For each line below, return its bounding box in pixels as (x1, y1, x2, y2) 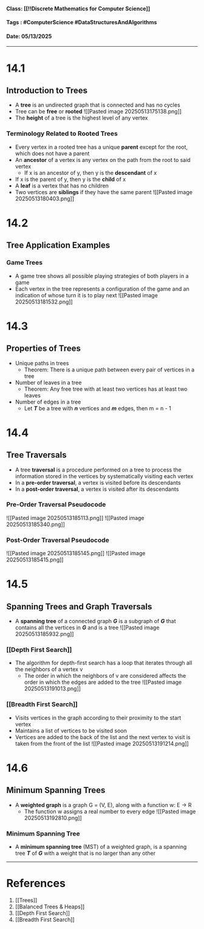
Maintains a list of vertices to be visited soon (15, 727, 127, 734)
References (6, 877, 66, 890)
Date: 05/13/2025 (6, 32, 52, 39)
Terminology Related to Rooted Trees (6, 129, 118, 138)
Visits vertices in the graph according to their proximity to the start (15, 714, 182, 721)
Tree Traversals (6, 450, 67, 461)
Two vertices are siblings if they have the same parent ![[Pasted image (15, 188, 193, 195)
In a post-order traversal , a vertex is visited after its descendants (15, 485, 179, 493)
